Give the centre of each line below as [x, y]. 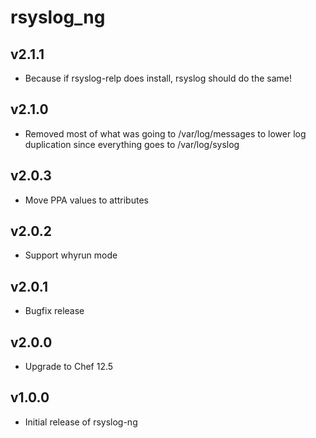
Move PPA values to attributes [86, 200]
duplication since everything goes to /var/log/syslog [132, 144]
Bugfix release [54, 311]
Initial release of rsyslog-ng [81, 422]
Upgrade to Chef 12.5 [69, 367]
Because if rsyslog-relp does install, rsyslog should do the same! [158, 78]
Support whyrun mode [71, 255]
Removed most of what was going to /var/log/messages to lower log [165, 133]
